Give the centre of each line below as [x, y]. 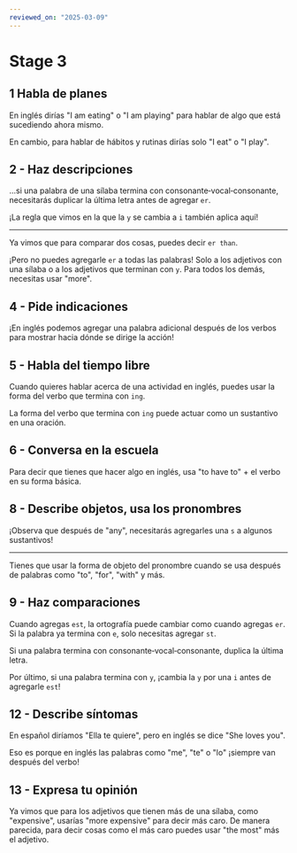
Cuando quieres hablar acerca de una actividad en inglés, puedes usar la [142, 387]
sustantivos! [31, 539]
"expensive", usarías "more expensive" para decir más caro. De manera [140, 821]
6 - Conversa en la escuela [84, 450]
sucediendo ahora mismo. [57, 124]
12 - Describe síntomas [74, 714]
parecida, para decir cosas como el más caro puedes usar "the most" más [145, 830]
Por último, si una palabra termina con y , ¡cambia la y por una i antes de [140, 677]
